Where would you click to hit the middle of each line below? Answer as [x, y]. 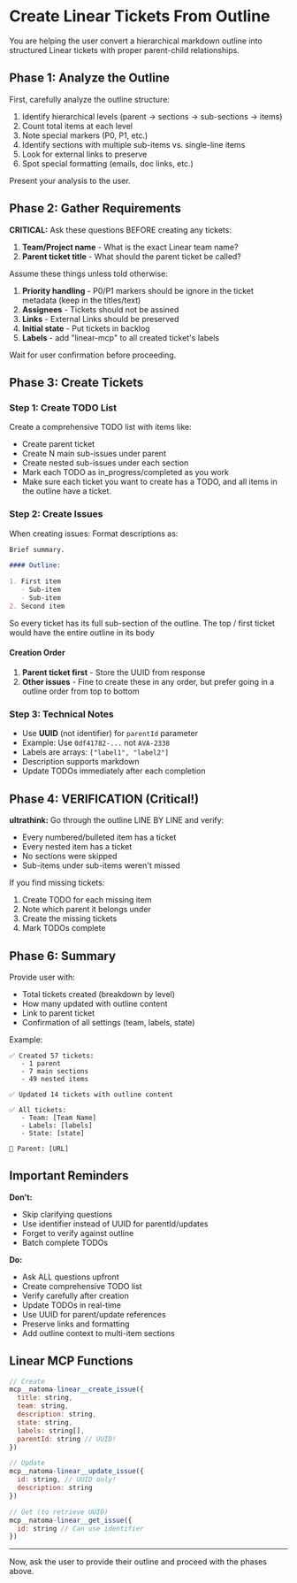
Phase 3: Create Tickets [76, 382]
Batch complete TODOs [65, 1242]
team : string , [43, 1406]
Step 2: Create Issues [56, 514]
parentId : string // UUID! [67, 1439]
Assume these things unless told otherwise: [88, 273]
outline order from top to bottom [80, 691]
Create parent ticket [58, 444]
